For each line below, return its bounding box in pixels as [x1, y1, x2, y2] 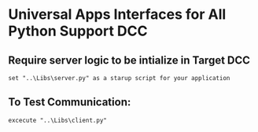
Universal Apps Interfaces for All [8, 5, 227, 24]
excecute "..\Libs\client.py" [8, 116, 108, 124]
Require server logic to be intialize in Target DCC [8, 53, 250, 67]
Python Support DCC [8, 22, 148, 40]
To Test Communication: [8, 96, 131, 109]
